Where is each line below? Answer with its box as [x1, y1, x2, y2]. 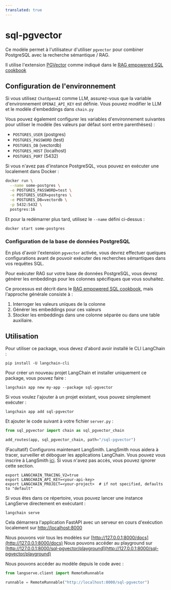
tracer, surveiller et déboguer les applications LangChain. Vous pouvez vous [5, 452, 166, 458]
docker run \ [5, 178, 33, 184]
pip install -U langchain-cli [5, 361, 70, 366]
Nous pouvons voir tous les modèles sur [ [5, 534, 93, 541]
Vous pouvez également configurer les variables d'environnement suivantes [5, 116, 165, 122]
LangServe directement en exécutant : [5, 501, 86, 507]
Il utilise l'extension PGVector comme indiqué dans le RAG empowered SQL [5, 62, 163, 68]
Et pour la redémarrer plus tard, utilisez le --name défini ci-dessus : [5, 216, 145, 222]
